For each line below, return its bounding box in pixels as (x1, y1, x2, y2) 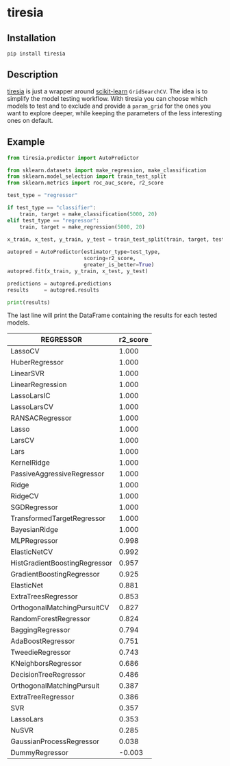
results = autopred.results (7, 286, 99, 293)
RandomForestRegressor (10, 614, 91, 624)
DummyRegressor (10, 748, 68, 758)
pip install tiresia (7, 50, 66, 57)
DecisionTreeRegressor (10, 670, 86, 680)
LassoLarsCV (10, 402, 53, 412)
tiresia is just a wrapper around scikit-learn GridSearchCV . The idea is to (7, 87, 208, 95)
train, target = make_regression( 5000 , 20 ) (19, 223, 146, 231)
